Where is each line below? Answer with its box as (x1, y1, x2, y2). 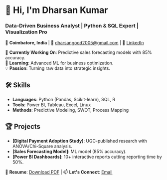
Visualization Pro (5, 28, 47, 35)
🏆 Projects (5, 122, 41, 131)
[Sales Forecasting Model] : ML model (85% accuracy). (12, 149, 127, 155)
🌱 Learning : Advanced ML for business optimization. (5, 60, 114, 66)
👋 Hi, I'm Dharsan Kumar (5, 4, 108, 16)
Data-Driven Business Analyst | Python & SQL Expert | (5, 22, 139, 29)
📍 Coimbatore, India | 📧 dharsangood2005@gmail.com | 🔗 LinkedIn (5, 40, 144, 46)
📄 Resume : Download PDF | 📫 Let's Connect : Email (5, 169, 113, 175)
